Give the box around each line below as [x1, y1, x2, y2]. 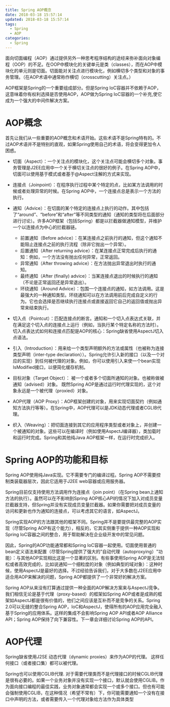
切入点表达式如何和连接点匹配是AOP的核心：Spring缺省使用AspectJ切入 [12, 328, 164, 334]
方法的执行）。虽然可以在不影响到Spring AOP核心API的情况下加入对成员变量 [5, 495, 163, 501]
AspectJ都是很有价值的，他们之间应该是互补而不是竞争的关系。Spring [14, 597, 160, 603]
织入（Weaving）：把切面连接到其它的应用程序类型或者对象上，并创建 [12, 422, 157, 428]
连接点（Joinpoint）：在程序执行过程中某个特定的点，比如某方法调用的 [12, 181, 159, 188]
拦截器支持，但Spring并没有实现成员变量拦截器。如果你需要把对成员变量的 [5, 501, 161, 507]
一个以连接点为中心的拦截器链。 [12, 224, 79, 230]
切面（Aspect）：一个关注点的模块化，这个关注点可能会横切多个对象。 [12, 158, 158, 164]
